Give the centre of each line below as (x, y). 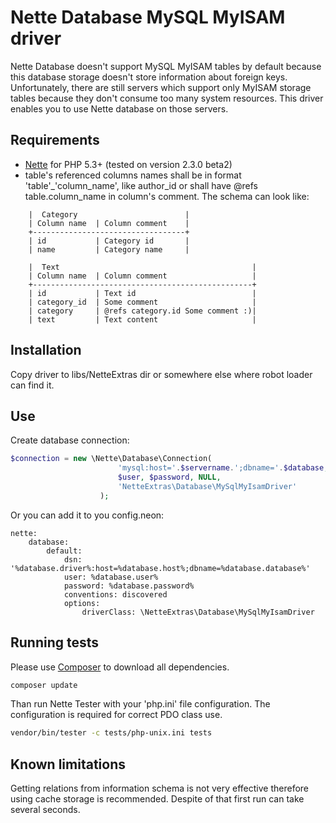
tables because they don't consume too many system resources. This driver (167, 98)
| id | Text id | (142, 293)
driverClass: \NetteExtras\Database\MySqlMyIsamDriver (198, 612)
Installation (46, 350)
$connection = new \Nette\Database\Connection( (111, 459)
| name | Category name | (109, 249)
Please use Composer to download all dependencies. (120, 667)
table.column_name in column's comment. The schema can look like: (167, 196)
